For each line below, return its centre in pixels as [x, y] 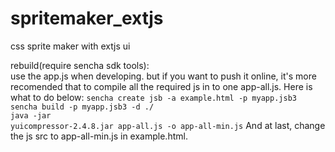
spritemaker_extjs [87, 18]
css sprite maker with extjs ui [70, 46]
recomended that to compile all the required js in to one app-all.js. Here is [161, 86]
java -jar [31, 115]
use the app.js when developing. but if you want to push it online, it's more [163, 76]
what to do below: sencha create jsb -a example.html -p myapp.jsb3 [153, 97]
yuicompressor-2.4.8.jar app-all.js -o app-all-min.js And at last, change [168, 125]
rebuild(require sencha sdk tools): [80, 65]
